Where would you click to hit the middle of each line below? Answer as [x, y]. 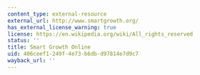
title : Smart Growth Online [49, 47]
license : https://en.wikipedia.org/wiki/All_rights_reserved [100, 34]
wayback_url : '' [31, 61]
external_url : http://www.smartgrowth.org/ [73, 21]
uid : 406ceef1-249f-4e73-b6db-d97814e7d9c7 [73, 54]
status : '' [24, 41]
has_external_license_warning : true [62, 27]
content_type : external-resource [57, 14]
